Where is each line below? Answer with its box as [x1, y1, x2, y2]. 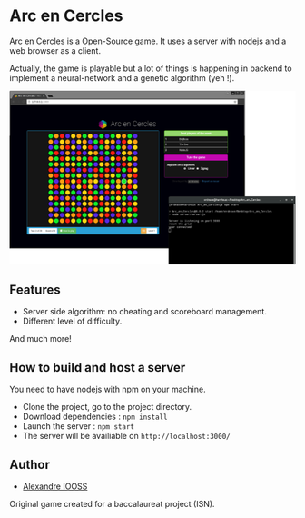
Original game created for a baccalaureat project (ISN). [9, 499, 215, 510]
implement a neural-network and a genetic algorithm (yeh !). [9, 72, 235, 83]
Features [9, 282, 61, 297]
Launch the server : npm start [22, 421, 134, 432]
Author [9, 456, 50, 473]
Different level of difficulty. [22, 315, 123, 327]
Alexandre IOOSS [22, 481, 88, 492]
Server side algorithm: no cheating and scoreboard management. [22, 306, 268, 317]
